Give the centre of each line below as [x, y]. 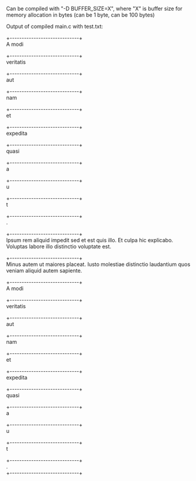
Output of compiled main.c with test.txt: [55, 26]
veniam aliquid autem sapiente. [44, 270]
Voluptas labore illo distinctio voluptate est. [59, 246]
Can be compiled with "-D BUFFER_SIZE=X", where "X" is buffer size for [94, 9]
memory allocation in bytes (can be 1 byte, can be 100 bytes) [80, 15]
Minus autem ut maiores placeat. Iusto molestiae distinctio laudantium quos [98, 264]
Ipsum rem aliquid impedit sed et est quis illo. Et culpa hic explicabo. [90, 240]
